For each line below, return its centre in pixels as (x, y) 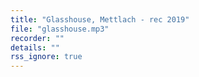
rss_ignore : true (46, 57)
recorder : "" (37, 38)
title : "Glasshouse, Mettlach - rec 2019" (100, 19)
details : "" (35, 47)
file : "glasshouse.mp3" (60, 29)
